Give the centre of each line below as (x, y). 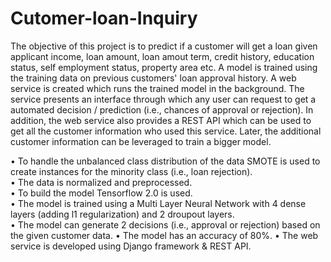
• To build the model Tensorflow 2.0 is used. (101, 193)
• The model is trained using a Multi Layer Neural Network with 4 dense (158, 203)
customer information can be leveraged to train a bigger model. (141, 141)
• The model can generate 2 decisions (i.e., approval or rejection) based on (165, 224)
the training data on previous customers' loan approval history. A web (153, 78)
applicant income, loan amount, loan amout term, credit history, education (162, 56)
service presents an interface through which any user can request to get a (163, 99)
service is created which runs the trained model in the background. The (157, 88)
